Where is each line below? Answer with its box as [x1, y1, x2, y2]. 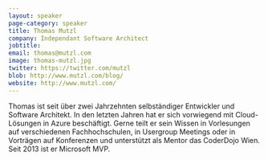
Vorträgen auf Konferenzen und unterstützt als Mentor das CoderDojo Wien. [8, 135, 261, 145]
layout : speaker [8, 11, 63, 20]
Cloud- [235, 109, 259, 119]
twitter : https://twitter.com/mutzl [8, 64, 131, 72]
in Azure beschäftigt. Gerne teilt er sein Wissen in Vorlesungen [43, 118, 251, 128]
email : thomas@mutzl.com [8, 49, 91, 57]
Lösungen [8, 118, 42, 128]
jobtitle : [8, 42, 42, 50]
